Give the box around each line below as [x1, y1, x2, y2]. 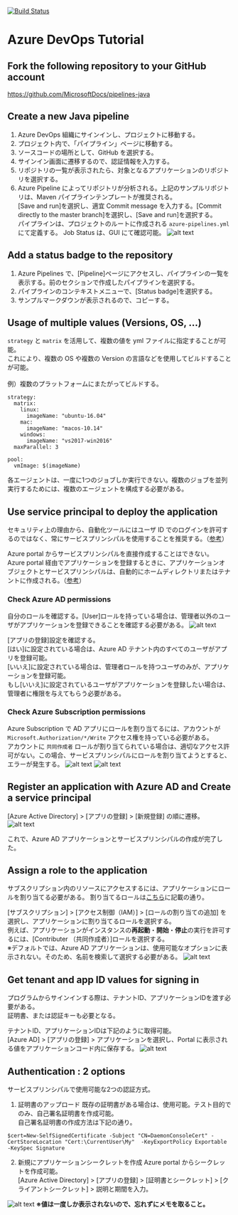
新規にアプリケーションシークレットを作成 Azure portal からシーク [17, 1158, 213, 1167]
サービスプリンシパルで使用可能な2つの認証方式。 [7, 1085, 155, 1094]
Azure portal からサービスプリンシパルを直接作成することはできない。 [7, 549, 213, 558]
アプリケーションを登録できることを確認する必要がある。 [19, 620, 188, 629]
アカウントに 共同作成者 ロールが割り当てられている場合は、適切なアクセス [7, 742, 224, 750]
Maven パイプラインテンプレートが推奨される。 [36, 192, 176, 201]
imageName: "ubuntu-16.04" [26, 413, 107, 420]
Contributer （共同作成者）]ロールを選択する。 [34, 935, 169, 943]
